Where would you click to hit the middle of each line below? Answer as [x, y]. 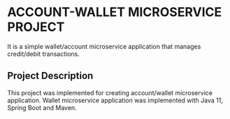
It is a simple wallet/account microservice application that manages [104, 46]
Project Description [50, 76]
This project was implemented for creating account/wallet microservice [110, 92]
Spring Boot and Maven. [42, 107]
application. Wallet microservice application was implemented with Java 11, [115, 100]
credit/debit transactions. [44, 54]
